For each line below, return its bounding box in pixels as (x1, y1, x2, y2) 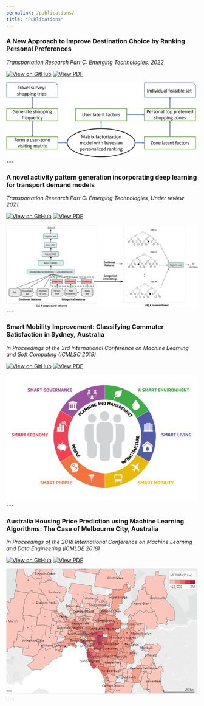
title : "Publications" (6, 16, 64, 23)
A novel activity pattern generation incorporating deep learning (6, 173, 197, 181)
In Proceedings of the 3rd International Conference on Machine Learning (6, 344, 189, 351)
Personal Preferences (6, 44, 72, 53)
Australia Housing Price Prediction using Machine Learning (6, 517, 185, 525)
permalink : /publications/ (6, 10, 75, 16)
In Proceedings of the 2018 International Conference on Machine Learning (6, 539, 192, 546)
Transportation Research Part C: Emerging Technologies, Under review (6, 194, 185, 201)
